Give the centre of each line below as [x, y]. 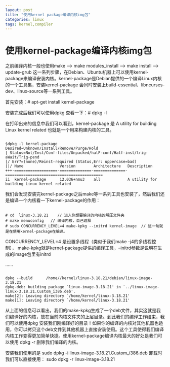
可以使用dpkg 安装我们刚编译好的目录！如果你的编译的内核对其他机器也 [84, 323]
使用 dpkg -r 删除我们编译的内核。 [45, 342]
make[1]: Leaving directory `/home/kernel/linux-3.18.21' [68, 301]
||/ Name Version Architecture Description [79, 166]
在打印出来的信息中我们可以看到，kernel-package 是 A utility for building [81, 124]
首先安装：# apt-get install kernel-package [50, 102]
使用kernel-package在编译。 [40, 231]
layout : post [19, 10]
